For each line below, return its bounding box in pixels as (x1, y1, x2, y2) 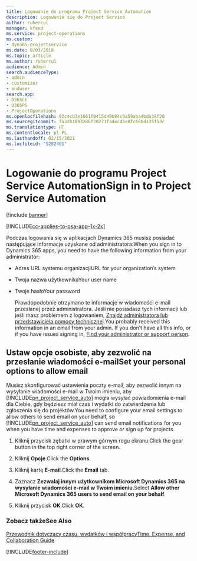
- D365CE (6, 97, 28, 102)
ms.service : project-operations (6, 31, 86, 37)
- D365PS (6, 102, 28, 108)
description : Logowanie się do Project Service (6, 14, 126, 20)
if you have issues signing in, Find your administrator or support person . (14, 330, 190, 338)
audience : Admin (6, 63, 46, 70)
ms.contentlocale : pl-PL (6, 130, 67, 136)
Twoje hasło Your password (14, 287, 81, 294)
